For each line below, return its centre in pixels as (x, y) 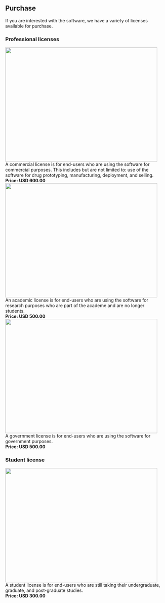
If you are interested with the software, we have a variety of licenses (77, 20)
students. (15, 311)
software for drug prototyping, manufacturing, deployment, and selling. (79, 175)
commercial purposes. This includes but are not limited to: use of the (77, 170)
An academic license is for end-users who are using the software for (77, 300)
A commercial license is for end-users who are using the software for (78, 164)
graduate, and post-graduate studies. (44, 590)
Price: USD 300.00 (25, 596)
